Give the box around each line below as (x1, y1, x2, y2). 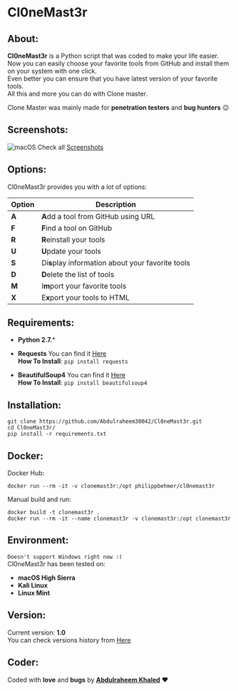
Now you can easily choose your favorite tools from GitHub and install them (7, 59, 229, 68)
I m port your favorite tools (41, 281, 127, 291)
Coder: (7, 657, 39, 669)
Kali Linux (17, 580, 48, 589)
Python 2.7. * (17, 336, 56, 344)
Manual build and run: (7, 495, 71, 503)
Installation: (7, 399, 62, 411)
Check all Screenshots (37, 143, 104, 151)
